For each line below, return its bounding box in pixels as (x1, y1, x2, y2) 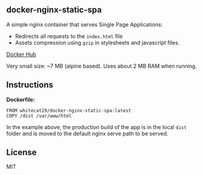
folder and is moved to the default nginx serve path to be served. (6, 130, 168, 137)
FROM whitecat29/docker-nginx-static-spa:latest (6, 107, 131, 113)
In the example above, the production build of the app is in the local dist (6, 123, 187, 130)
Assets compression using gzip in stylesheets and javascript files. (15, 39, 180, 46)
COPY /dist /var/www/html (6, 113, 72, 119)
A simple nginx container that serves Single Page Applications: (6, 21, 163, 28)
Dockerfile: (6, 96, 35, 103)
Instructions (6, 80, 53, 90)
